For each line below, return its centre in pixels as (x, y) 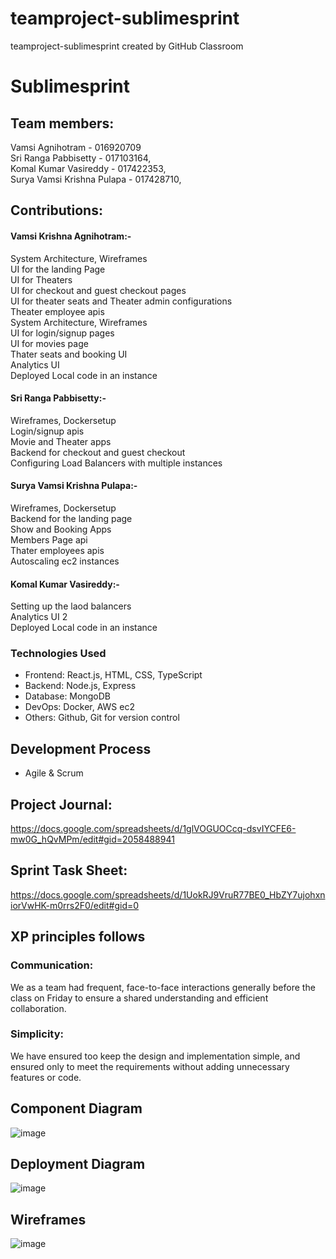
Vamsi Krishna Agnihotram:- (71, 236)
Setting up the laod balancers (71, 606)
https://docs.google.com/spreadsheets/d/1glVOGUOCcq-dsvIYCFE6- (153, 829)
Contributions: (56, 210)
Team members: (62, 123)
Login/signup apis (47, 431)
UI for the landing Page (58, 269)
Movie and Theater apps (61, 441)
